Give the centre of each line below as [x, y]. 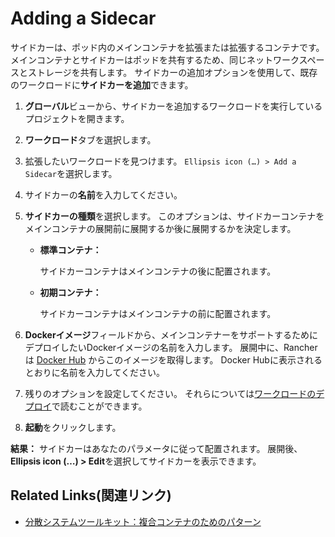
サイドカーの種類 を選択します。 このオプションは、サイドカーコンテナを [174, 216]
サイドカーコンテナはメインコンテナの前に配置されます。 [158, 313]
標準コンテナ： [70, 249]
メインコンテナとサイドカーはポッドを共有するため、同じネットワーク [155, 59]
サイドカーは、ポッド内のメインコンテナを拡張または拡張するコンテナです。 [167, 47]
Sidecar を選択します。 [71, 173]
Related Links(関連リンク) [91, 495]
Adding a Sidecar [83, 18]
